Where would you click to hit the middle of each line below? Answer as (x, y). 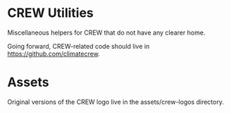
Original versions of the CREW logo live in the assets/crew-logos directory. (115, 102)
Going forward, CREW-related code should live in (79, 46)
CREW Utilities (50, 13)
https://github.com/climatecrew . (54, 54)
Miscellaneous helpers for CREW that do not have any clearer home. (106, 32)
